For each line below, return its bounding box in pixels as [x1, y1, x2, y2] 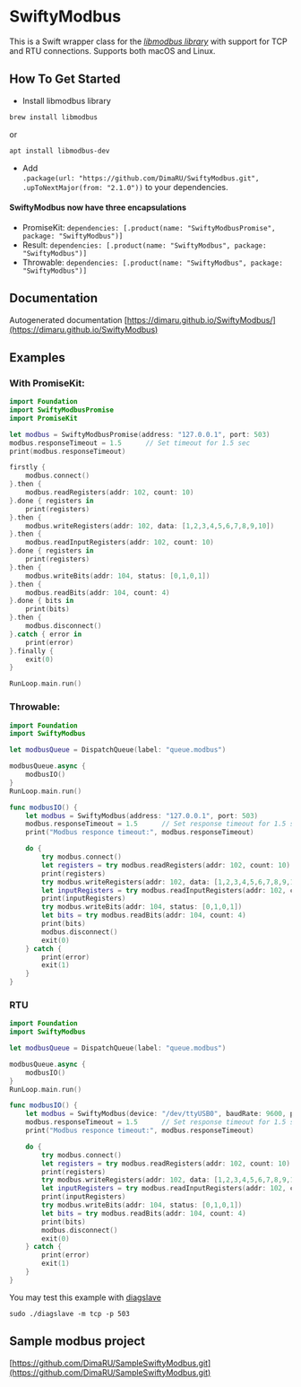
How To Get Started [9, 72, 121, 87]
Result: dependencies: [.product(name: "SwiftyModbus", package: [21, 240, 267, 250]
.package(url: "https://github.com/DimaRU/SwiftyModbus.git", [21, 173, 260, 183]
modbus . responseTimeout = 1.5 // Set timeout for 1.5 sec [9, 438, 251, 448]
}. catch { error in [9, 630, 82, 639]
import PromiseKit [9, 414, 78, 423]
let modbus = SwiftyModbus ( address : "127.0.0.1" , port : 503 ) [25, 811, 259, 820]
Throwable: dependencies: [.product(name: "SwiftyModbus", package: [21, 257, 284, 267]
